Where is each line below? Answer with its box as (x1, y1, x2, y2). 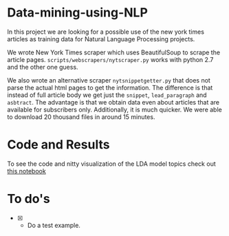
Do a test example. (27, 221, 81, 229)
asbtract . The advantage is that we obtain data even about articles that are (7, 98, 220, 106)
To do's (7, 191, 50, 207)
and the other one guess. (7, 63, 78, 71)
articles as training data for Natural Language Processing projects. (7, 34, 195, 43)
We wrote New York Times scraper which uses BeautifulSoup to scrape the (7, 48, 221, 56)
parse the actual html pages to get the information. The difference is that (7, 83, 213, 92)
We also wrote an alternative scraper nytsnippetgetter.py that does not (7, 76, 211, 84)
